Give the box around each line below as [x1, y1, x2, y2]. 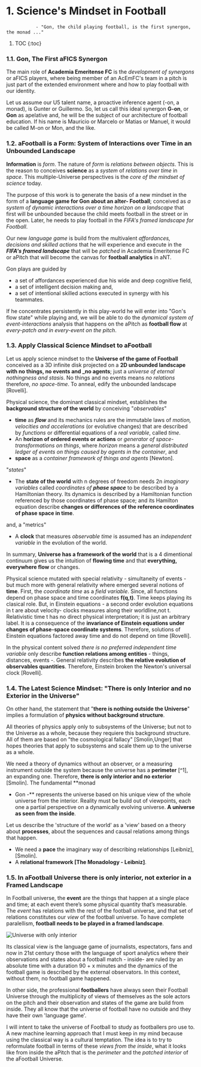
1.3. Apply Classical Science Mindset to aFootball [6, 341, 152, 349]
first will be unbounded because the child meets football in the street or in [6, 210, 188, 217]
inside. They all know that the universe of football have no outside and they [6, 1005, 191, 1013]
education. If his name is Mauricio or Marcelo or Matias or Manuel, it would [6, 118, 191, 125]
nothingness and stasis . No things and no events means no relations [6, 374, 175, 381]
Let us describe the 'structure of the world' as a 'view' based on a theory [6, 822, 186, 829]
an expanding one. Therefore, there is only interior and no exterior [6, 773, 172, 780]
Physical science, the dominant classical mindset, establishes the [6, 398, 167, 405]
